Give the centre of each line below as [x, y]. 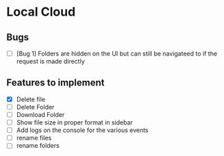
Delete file [31, 99]
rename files [34, 138]
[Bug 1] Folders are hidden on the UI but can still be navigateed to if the [116, 53]
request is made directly [50, 62]
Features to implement [55, 83]
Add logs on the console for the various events [82, 130]
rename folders [38, 146]
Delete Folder [35, 107]
